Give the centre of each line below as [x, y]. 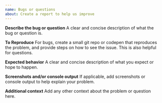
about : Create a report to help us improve [50, 14]
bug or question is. [24, 33]
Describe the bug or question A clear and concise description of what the [80, 28]
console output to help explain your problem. [50, 81]
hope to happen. [21, 67]
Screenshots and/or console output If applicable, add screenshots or [75, 76]
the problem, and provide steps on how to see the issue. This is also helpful [81, 47]
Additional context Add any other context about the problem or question [78, 91]
